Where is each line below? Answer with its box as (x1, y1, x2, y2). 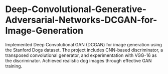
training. (5, 63, 23, 69)
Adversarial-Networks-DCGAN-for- (5, 14, 157, 26)
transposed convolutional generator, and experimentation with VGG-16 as (5, 52, 157, 58)
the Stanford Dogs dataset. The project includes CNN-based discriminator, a (5, 47, 163, 53)
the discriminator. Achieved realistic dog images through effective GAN (5, 57, 152, 63)
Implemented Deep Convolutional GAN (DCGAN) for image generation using (5, 41, 162, 47)
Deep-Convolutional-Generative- (5, 4, 147, 15)
